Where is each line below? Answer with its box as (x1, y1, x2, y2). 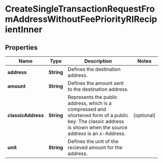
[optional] (133, 112, 156, 118)
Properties (5, 43, 38, 51)
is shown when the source (67, 124, 128, 130)
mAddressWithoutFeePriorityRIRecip (5, 14, 158, 25)
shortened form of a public (67, 112, 129, 118)
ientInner (5, 24, 43, 35)
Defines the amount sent (67, 80, 124, 86)
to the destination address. (67, 86, 129, 93)
